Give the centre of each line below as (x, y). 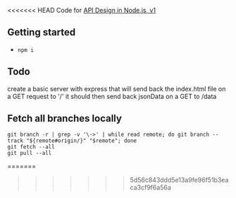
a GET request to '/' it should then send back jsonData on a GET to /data (112, 96)
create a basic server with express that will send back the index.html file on (117, 88)
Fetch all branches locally (64, 118)
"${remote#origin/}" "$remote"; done (81, 141)
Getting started (42, 32)
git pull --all (30, 153)
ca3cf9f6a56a (150, 187)
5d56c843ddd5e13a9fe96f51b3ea (179, 180)
